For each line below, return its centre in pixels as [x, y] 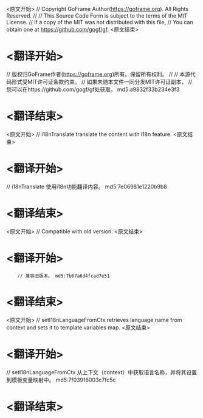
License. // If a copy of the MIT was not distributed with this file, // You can [100, 22]
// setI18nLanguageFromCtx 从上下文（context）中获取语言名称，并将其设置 [102, 372]
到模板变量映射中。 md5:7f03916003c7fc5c [61, 380]
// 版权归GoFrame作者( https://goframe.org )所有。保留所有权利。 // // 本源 [98, 74]
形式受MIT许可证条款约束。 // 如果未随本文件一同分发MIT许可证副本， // [102, 81]
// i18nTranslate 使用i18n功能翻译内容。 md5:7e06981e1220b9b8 [87, 187]
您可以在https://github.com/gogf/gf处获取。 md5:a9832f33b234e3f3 [93, 89]
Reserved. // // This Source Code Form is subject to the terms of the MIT [97, 16]
